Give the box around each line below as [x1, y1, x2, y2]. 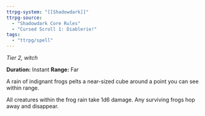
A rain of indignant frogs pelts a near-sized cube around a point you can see [6, 78, 199, 85]
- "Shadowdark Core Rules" [12, 20, 81, 26]
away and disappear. [6, 103, 59, 110]
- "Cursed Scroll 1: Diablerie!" [12, 26, 97, 32]
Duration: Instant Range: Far [6, 66, 79, 73]
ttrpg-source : [6, 15, 43, 21]
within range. [6, 84, 40, 92]
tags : [6, 32, 20, 38]
